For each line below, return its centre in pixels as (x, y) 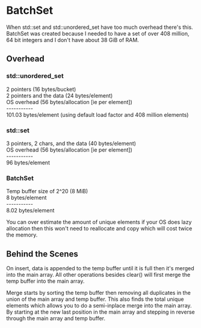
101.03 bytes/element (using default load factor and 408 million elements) (97, 114)
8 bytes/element (26, 198)
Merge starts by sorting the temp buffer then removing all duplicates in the (98, 293)
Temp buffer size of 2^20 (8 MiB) (47, 191)
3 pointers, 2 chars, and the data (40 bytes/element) (71, 143)
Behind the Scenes (42, 254)
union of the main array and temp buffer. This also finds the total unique (95, 299)
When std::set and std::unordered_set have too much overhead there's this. (100, 27)
